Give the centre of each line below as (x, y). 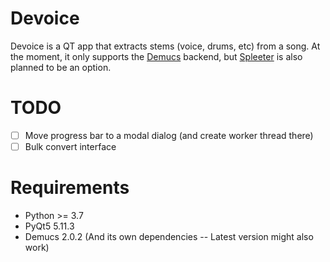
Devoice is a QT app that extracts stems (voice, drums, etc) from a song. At (165, 46)
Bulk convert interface (70, 146)
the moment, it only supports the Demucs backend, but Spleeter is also (156, 56)
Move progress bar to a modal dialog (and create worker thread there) (169, 135)
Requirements (70, 188)
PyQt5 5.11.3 (49, 226)
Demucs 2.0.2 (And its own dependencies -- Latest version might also (169, 236)
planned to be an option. (61, 67)
